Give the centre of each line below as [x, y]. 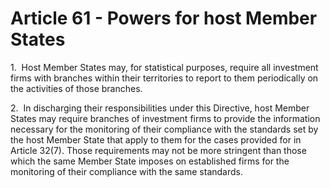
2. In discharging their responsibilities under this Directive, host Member [160, 108]
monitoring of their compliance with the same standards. [126, 171]
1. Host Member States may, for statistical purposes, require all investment [164, 67]
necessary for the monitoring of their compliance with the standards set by [164, 129]
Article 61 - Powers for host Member [164, 18]
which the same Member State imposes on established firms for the [150, 161]
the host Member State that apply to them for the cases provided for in [156, 139]
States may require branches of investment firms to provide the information [165, 118]
